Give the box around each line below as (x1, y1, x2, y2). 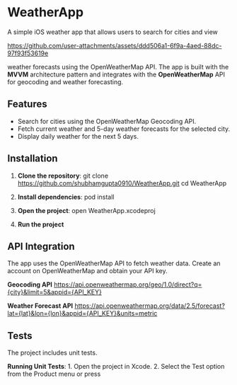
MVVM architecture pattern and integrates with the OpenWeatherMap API (7, 70, 225, 79)
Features (7, 98, 47, 110)
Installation (7, 153, 58, 165)
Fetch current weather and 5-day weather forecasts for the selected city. (17, 125, 231, 133)
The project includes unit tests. (7, 348, 98, 357)
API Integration (7, 240, 76, 252)
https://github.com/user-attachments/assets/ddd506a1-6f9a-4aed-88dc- (7, 41, 222, 50)
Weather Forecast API (7, 301, 74, 310)
